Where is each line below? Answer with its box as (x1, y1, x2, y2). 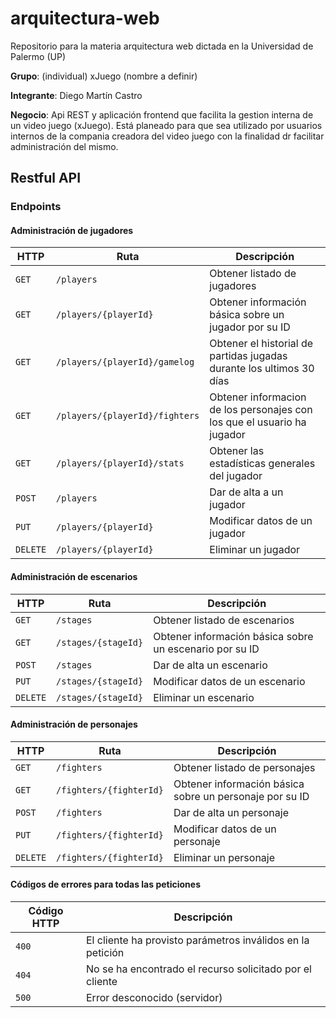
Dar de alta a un (209, 485, 284, 499)
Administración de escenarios (10, 571, 138, 583)
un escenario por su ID (153, 642, 260, 656)
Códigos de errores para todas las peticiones (10, 878, 201, 891)
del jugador (209, 469, 263, 483)
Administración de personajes (10, 718, 138, 731)
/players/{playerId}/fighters (56, 410, 200, 422)
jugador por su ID (209, 320, 291, 334)
